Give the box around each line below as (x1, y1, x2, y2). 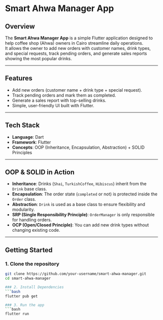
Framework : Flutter (12, 139, 51, 145)
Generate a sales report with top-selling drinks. (12, 97, 107, 103)
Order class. (12, 196, 36, 202)
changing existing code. (12, 227, 61, 233)
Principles (12, 149, 33, 155)
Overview (5, 22, 35, 31)
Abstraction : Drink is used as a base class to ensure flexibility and (12, 202, 146, 208)
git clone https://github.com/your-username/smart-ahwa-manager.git (5, 272, 147, 276)
